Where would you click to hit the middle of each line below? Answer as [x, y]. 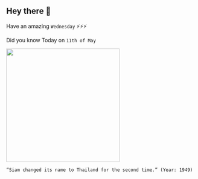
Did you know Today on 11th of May [51, 40]
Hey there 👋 [29, 11]
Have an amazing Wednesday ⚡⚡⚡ [47, 26]
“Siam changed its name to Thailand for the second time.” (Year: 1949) [100, 170]
